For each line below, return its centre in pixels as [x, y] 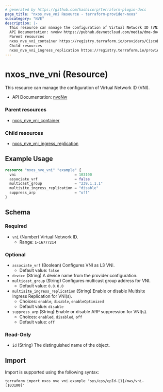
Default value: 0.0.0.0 [41, 285]
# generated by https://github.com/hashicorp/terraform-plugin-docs [76, 9]
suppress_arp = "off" [50, 193]
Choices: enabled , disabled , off [51, 317]
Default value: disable [41, 306]
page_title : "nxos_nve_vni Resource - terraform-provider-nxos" [71, 14]
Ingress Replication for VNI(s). [42, 296]
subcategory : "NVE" [25, 18]
